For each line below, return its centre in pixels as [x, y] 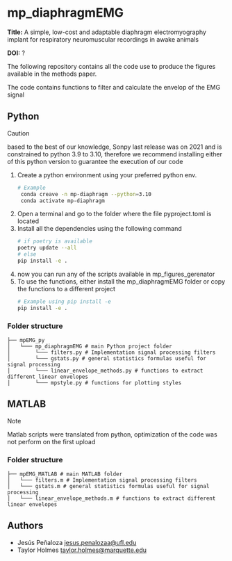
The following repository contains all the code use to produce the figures [111, 66]
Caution [18, 133]
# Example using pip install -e [64, 301]
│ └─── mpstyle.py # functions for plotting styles [94, 383]
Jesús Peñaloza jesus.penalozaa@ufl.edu [77, 542]
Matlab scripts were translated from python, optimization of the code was [112, 434]
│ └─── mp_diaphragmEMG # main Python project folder [90, 346]
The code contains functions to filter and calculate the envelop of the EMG [114, 87]
